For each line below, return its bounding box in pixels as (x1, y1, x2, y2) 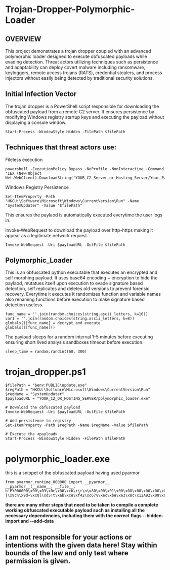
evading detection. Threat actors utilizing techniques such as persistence (5, 59, 158, 65)
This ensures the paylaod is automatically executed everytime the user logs (5, 212, 163, 218)
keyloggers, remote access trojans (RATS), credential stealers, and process (5, 70, 162, 76)
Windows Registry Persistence (5, 184, 69, 190)
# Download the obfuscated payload (5, 405, 80, 410)
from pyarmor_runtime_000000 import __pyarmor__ (5, 480, 110, 485)
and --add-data (20, 518, 54, 524)
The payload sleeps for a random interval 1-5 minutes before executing (5, 334, 153, 340)
